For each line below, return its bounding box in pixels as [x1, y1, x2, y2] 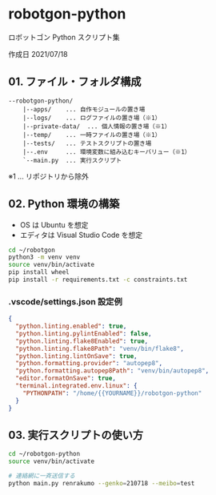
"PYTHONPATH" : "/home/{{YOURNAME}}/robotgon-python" [22, 389, 202, 397]
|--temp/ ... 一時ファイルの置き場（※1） [22, 131, 162, 139]
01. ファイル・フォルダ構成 [8, 75, 142, 89]
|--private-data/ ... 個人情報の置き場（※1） [22, 122, 171, 131]
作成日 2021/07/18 [8, 49, 68, 58]
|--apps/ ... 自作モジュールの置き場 [22, 105, 146, 113]
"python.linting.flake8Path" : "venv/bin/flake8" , [15, 344, 184, 352]
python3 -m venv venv [8, 253, 81, 261]
